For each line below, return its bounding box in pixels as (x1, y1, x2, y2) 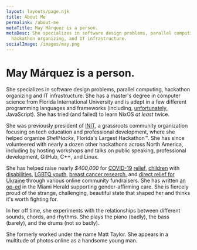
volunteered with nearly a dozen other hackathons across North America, (6, 141, 184, 148)
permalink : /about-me (6, 19, 59, 25)
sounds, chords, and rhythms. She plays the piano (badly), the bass (6, 213, 170, 220)
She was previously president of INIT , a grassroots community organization (6, 122, 188, 129)
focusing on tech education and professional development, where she (6, 128, 175, 135)
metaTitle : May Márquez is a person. (6, 25, 98, 31)
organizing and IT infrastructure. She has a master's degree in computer (6, 92, 181, 99)
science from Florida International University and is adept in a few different (6, 98, 187, 105)
